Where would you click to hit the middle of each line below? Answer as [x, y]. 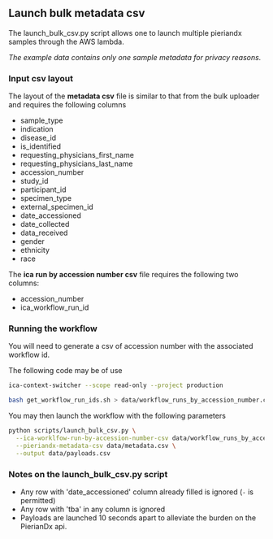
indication [37, 129]
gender [32, 241]
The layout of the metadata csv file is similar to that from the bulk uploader [134, 96]
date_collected [45, 224]
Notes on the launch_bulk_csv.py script [88, 474]
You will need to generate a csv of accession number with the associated [131, 346]
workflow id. [29, 355]
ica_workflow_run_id [54, 307]
